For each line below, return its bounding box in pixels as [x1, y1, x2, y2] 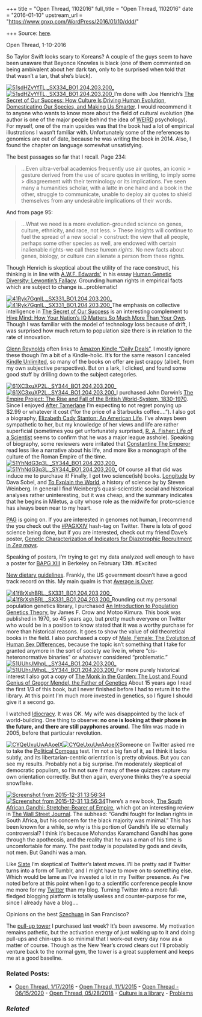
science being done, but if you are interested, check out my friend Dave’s [6, 529, 188, 536]
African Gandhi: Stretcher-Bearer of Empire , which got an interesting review [6, 804, 194, 811]
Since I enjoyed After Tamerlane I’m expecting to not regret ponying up [6, 402, 182, 409]
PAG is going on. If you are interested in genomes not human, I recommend [6, 516, 192, 523]
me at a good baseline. [6, 954, 63, 962]
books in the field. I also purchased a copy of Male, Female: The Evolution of [6, 635, 196, 641]
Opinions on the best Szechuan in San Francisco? [6, 911, 129, 917]
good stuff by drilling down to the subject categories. [6, 371, 138, 378]
